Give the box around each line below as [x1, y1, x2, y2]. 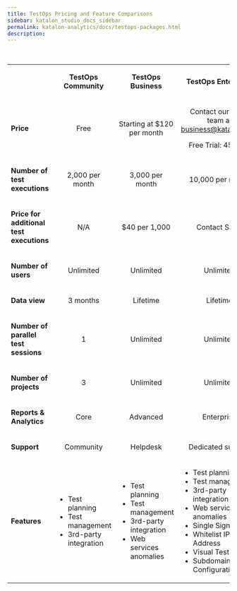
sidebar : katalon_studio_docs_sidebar [7, 17, 121, 24]
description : [7, 30, 46, 37]
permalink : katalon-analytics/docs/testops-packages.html [7, 23, 181, 30]
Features [11, 516, 42, 526]
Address [193, 538, 221, 548]
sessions [11, 347, 42, 357]
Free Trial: [188, 141, 222, 150]
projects [11, 382, 40, 392]
